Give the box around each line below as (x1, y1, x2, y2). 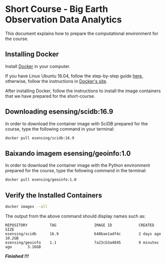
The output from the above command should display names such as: (5, 213, 146, 219)
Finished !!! (5, 253, 29, 259)
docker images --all (5, 204, 48, 209)
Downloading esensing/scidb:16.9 (5, 108, 113, 116)
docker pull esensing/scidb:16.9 (5, 135, 75, 140)
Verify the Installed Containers (5, 191, 102, 199)
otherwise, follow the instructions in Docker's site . (5, 78, 108, 84)
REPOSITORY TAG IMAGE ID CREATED (5, 222, 155, 228)
